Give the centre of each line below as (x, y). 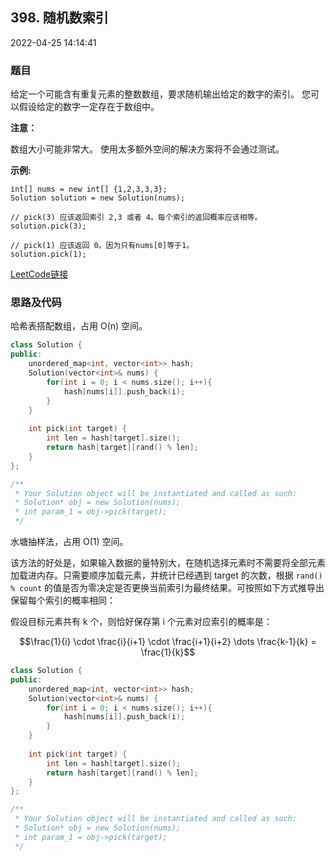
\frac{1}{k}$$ (168, 652)
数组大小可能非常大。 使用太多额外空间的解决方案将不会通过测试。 (147, 149)
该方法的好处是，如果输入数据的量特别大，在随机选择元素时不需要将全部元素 (168, 563)
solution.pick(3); (48, 226)
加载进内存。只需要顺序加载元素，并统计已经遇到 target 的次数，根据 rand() (166, 575)
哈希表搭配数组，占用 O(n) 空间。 (79, 326)
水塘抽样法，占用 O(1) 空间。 (69, 542)
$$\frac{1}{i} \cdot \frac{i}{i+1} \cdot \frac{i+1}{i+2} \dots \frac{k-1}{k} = (168, 642)
